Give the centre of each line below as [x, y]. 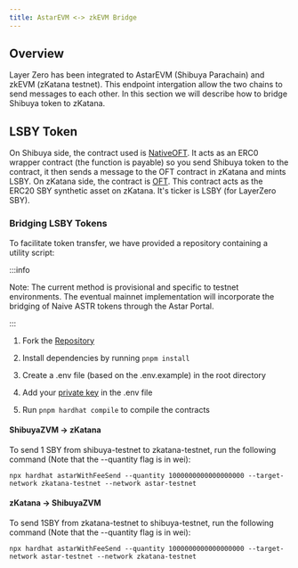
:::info [20, 269]
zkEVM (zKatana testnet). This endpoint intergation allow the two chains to [146, 85]
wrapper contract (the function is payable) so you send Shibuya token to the [149, 162]
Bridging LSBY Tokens [58, 224]
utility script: [32, 252]
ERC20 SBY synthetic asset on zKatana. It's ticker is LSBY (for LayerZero [143, 191]
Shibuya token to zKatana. [57, 103]
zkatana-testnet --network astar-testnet [119, 483]
